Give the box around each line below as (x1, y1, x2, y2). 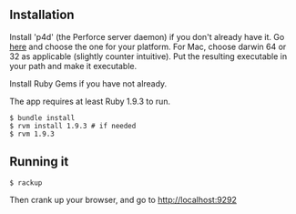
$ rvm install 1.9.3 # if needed (9, 121, 137, 130)
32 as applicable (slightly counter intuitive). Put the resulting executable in (9, 50, 288, 62)
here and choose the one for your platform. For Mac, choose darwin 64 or (9, 41, 287, 52)
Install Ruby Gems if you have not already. (9, 77, 168, 89)
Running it (9, 154, 69, 169)
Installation (9, 7, 75, 23)
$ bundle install (9, 113, 76, 122)
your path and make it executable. (9, 60, 138, 71)
